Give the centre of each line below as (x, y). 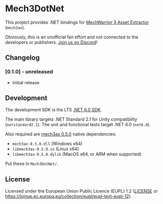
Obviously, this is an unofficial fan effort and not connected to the (72, 37)
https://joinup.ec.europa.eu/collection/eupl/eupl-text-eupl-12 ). (69, 196)
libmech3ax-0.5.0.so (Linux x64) (45, 149)
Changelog (22, 58)
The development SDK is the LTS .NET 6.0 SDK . (54, 110)
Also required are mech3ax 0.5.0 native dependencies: (61, 134)
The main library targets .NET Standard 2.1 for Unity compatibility (71, 119)
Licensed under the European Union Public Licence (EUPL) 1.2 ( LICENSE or (81, 191)
